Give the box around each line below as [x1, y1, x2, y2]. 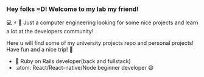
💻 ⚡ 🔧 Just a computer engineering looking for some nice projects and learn [6, 19, 199, 26]
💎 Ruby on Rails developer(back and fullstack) [15, 58, 131, 65]
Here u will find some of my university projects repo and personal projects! [6, 39, 194, 47]
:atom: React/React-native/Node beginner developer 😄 [15, 64, 154, 72]
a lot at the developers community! [6, 28, 94, 35]
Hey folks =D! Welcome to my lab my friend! [6, 5, 139, 13]
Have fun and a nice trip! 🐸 [6, 46, 73, 53]
